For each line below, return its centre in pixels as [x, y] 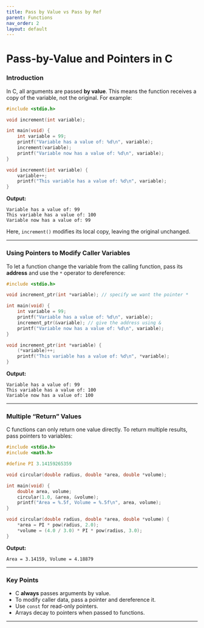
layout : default [27, 29]
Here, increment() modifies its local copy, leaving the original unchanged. [98, 232]
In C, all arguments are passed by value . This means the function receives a [101, 91]
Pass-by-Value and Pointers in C [90, 59]
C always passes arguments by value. [63, 593]
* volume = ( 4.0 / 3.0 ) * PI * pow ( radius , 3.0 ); [80, 530]
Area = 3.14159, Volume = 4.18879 [50, 559]
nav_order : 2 [23, 23]
